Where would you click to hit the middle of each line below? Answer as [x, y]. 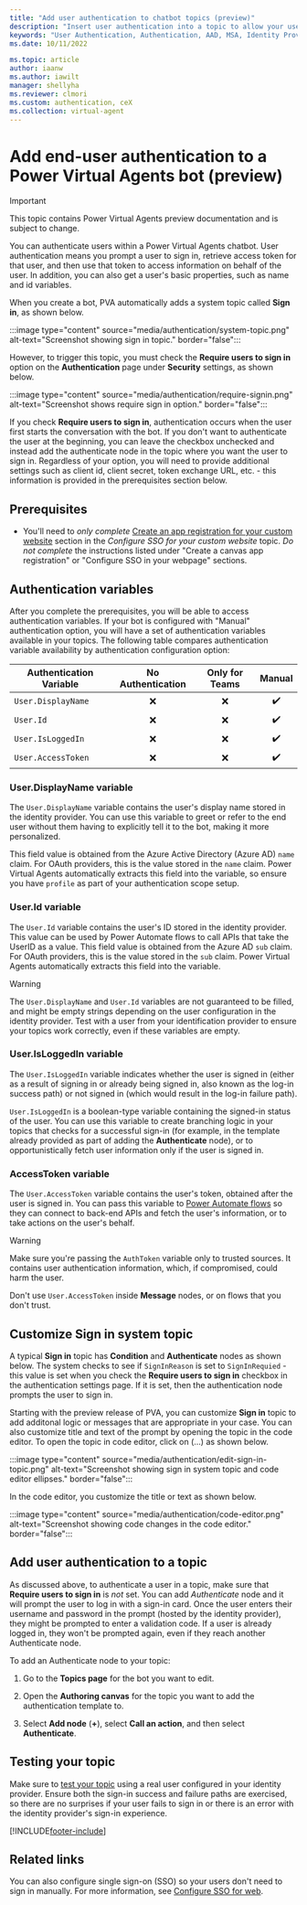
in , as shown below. [47, 313]
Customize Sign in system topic [101, 1334]
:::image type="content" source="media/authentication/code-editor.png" [147, 1514]
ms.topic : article [44, 60]
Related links [47, 1859]
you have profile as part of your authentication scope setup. [125, 883]
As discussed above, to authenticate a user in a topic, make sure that [139, 1584]
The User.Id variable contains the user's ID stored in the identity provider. [148, 927]
